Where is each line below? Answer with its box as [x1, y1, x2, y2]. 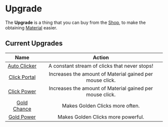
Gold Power [8, 113, 36, 120]
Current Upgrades [5, 39, 63, 48]
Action [92, 54, 109, 61]
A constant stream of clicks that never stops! [48, 62, 153, 69]
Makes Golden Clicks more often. [61, 102, 140, 109]
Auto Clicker [7, 62, 36, 69]
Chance [12, 105, 31, 112]
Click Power [8, 88, 36, 95]
